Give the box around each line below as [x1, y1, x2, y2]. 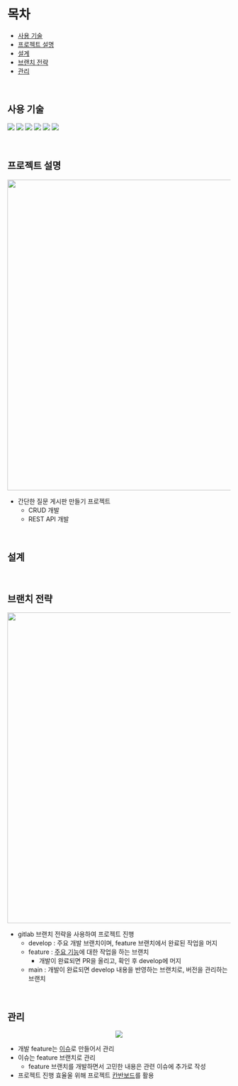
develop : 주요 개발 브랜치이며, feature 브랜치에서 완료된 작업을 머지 [28, 939, 218, 947]
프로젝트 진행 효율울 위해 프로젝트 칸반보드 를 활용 [17, 1071, 154, 1080]
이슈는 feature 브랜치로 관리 [17, 1053, 96, 1062]
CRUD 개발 [28, 506, 60, 514]
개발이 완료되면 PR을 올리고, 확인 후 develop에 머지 [38, 957, 182, 965]
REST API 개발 [28, 514, 69, 523]
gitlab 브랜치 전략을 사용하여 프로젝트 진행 [17, 930, 135, 938]
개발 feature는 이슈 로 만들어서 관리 [17, 1045, 115, 1053]
